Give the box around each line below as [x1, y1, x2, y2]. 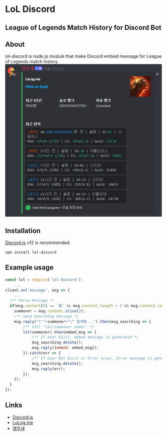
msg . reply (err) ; [31, 366, 66, 371]
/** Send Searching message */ [14, 314, 79, 319]
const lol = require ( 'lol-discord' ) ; [5, 277, 83, 282]
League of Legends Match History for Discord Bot [5, 23, 162, 32]
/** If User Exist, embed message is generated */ [31, 335, 139, 340]
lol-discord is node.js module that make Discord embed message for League [5, 53, 162, 59]
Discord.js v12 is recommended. [5, 240, 71, 246]
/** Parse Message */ [9, 298, 55, 303]
